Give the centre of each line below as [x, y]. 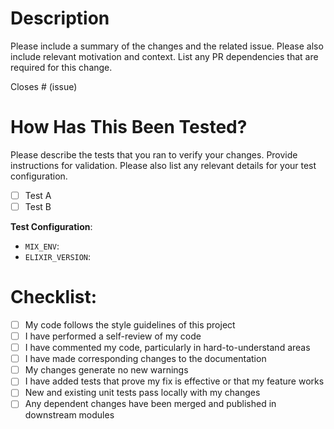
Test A [38, 195]
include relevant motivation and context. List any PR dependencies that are [164, 56]
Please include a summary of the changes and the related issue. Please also [167, 46]
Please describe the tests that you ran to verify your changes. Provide [154, 154]
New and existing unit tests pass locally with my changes [142, 393]
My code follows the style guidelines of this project [130, 324]
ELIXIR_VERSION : [58, 256]
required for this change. [61, 67]
